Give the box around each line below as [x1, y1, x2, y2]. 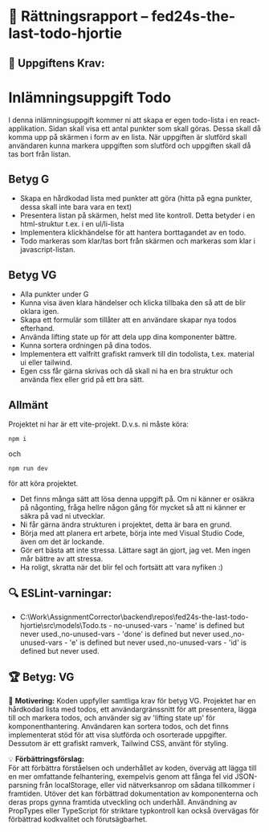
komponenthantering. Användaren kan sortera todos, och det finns [8, 721, 229, 731]
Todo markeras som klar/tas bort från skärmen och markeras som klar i [19, 236, 255, 246]
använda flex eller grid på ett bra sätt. [19, 375, 145, 385]
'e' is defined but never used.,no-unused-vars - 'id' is [69, 638, 247, 647]
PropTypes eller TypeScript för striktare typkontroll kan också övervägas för [8, 805, 259, 815]
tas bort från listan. [8, 149, 71, 159]
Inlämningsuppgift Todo [8, 88, 171, 107]
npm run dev [8, 464, 48, 472]
